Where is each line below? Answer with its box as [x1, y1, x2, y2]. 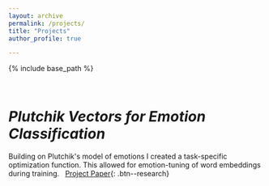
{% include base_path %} [8, 64, 94, 74]
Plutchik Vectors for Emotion [8, 108, 207, 126]
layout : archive [8, 11, 63, 20]
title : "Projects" [8, 27, 70, 35]
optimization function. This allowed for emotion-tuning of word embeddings [8, 160, 261, 170]
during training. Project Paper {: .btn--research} [8, 169, 170, 179]
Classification [8, 125, 105, 143]
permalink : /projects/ [8, 19, 85, 27]
